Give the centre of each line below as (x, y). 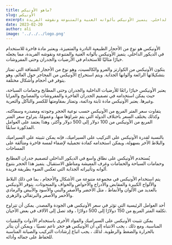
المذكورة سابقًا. (20, 127)
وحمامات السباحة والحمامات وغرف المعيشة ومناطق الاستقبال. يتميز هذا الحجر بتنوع (85, 164)
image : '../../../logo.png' (36, 34)
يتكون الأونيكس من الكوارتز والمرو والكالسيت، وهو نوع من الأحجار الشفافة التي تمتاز (85, 69)
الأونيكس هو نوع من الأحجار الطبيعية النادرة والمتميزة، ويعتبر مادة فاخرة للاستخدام (83, 48)
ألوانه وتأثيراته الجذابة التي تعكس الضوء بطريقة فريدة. (57, 169)
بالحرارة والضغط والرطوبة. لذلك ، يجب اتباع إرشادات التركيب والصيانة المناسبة (80, 231)
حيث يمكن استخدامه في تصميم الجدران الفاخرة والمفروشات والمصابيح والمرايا (80, 96)
